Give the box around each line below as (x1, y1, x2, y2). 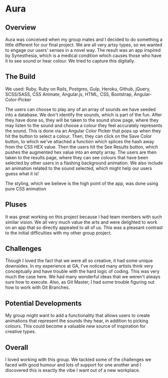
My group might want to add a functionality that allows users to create (5, 312, 150, 319)
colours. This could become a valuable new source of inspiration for (5, 323, 146, 329)
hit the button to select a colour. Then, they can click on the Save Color (5, 133, 152, 139)
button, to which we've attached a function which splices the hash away (5, 138, 154, 144)
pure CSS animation (5, 185, 47, 192)
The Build (5, 73, 36, 81)
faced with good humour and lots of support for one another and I (5, 362, 141, 368)
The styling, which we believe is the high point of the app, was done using (5, 180, 158, 186)
